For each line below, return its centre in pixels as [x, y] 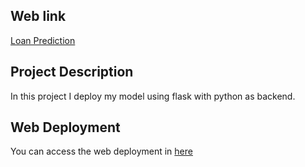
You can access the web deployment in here [101, 151]
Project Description [72, 72]
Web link [38, 16]
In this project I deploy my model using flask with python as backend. [153, 96]
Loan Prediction [43, 40]
